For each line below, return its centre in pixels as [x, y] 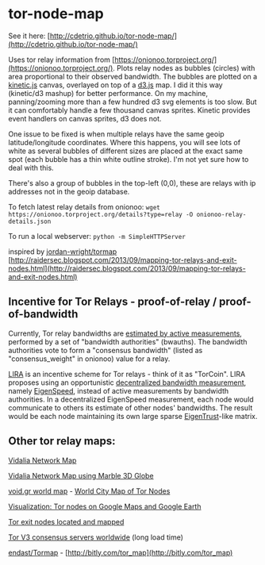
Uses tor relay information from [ [61, 60]
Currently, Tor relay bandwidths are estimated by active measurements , [125, 333]
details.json [30, 221]
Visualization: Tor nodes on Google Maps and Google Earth [105, 506]
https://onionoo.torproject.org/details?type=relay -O [101, 214]
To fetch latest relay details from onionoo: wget [84, 206]
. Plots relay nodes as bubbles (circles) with [184, 67]
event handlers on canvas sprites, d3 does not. [85, 118]
